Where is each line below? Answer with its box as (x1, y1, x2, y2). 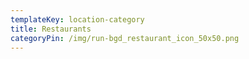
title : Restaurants (10, 24, 92, 34)
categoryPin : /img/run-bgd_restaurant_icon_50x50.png (10, 33, 240, 43)
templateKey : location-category (10, 14, 145, 25)
